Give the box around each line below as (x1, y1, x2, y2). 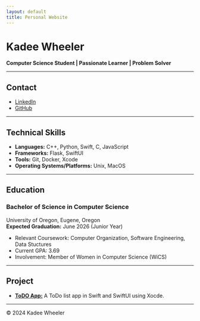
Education (6, 185, 45, 195)
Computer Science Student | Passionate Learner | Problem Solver (6, 60, 171, 67)
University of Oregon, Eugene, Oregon (6, 216, 101, 223)
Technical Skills (6, 127, 66, 138)
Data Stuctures (14, 241, 52, 248)
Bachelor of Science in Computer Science (6, 203, 129, 211)
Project (6, 276, 34, 286)
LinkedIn (14, 98, 36, 105)
